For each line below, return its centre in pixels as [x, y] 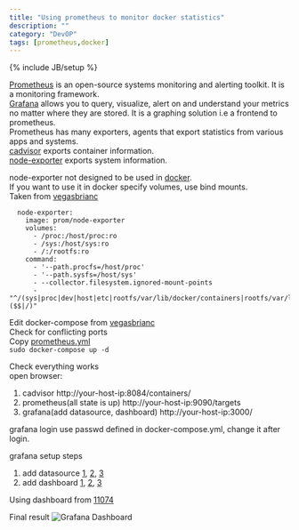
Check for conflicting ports [59, 332]
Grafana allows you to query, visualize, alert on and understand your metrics [149, 104]
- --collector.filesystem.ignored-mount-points [123, 283]
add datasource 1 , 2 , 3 [63, 473]
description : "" [39, 26]
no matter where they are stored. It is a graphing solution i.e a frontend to [143, 113]
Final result [30, 518]
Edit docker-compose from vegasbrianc [82, 323]
